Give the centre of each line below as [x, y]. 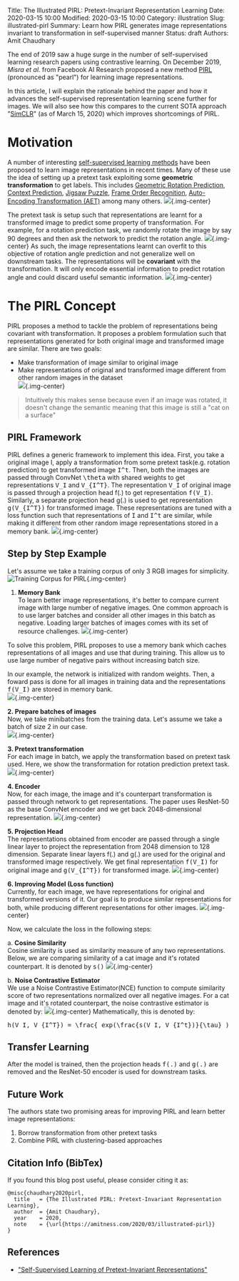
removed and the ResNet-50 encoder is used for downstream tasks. [107, 1072]
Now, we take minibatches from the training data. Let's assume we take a [115, 719]
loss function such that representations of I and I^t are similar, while [110, 515]
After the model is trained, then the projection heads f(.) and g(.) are [113, 1064]
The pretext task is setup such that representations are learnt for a [105, 215]
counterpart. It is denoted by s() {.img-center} [80, 966]
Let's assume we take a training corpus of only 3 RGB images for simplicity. [118, 571]
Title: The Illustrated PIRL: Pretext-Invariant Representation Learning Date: [116, 10]
